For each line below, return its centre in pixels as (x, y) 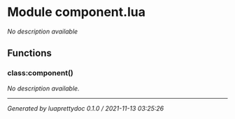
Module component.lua (76, 12)
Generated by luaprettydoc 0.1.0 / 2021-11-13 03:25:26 (86, 108)
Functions (30, 53)
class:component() (40, 73)
